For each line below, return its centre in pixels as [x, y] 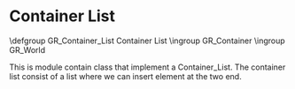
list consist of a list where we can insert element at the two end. [125, 76]
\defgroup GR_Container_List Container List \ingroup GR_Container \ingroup [147, 41]
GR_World [27, 49]
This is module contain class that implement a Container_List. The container [147, 67]
